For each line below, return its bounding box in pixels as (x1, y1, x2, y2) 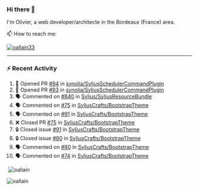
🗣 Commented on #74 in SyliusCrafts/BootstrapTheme (15, 152, 149, 159)
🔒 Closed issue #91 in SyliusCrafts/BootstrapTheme (15, 125, 140, 133)
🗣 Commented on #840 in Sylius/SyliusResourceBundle (15, 93, 152, 100)
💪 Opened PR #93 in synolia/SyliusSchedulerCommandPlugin (15, 86, 164, 93)
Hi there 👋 (6, 5, 36, 13)
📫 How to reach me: (6, 30, 57, 38)
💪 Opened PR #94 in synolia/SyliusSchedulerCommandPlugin (15, 80, 165, 87)
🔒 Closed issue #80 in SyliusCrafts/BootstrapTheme (15, 134, 141, 141)
